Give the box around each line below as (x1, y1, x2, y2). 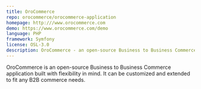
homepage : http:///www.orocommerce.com (6, 20, 106, 26)
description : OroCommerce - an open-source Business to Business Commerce (6, 47, 197, 53)
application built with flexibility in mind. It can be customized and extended (6, 69, 190, 77)
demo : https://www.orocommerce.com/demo (6, 25, 109, 31)
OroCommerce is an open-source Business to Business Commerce (6, 63, 172, 71)
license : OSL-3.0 (6, 42, 50, 48)
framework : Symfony (6, 36, 55, 42)
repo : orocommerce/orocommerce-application (6, 14, 117, 20)
